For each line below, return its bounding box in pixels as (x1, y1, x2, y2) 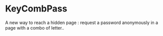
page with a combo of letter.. (5, 24, 64, 30)
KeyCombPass (5, 3, 67, 14)
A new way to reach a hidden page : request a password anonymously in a (5, 19, 159, 25)
